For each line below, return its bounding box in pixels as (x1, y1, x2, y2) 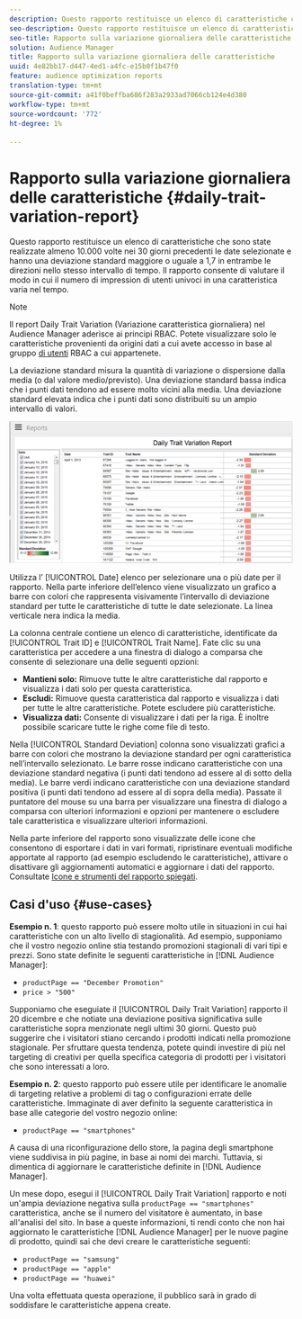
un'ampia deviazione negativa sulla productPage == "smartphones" (9, 1198, 254, 1208)
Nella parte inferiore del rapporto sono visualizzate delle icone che (9, 833, 256, 844)
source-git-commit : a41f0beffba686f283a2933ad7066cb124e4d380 (9, 90, 247, 99)
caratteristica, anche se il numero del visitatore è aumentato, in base (9, 1207, 263, 1218)
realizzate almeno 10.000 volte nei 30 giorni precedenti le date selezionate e (9, 246, 292, 256)
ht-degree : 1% (9, 119, 63, 128)
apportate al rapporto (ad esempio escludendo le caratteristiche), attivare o (9, 852, 289, 863)
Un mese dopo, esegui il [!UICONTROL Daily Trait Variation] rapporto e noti (9, 1188, 288, 1198)
